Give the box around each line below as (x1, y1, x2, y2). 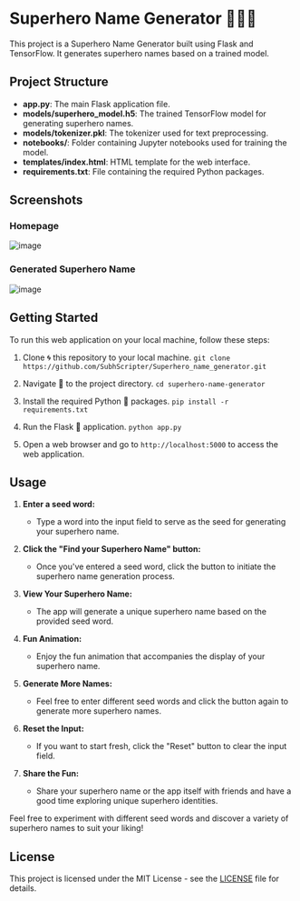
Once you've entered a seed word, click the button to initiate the (35, 561, 276, 572)
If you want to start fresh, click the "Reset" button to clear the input (35, 741, 287, 752)
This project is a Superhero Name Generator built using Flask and (9, 38, 254, 49)
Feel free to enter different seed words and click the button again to (35, 696, 288, 707)
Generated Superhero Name (9, 263, 136, 275)
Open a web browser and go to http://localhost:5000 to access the (22, 438, 279, 449)
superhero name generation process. (35, 571, 175, 582)
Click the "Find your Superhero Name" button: (22, 544, 201, 555)
